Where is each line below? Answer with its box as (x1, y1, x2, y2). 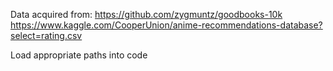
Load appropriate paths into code (10, 49, 148, 61)
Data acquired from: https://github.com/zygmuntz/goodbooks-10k (10, 9, 283, 20)
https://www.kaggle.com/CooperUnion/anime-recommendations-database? (10, 19, 323, 31)
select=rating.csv (10, 30, 83, 41)
